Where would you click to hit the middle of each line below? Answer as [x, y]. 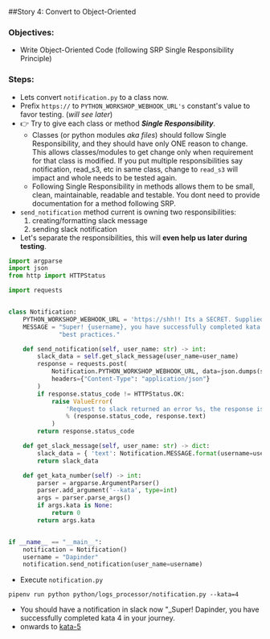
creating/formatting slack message [90, 220]
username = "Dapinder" [61, 557]
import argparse [35, 261]
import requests [35, 290]
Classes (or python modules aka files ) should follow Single [129, 135]
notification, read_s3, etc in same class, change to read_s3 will [135, 169]
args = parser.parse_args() [84, 498]
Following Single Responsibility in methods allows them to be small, [143, 186]
